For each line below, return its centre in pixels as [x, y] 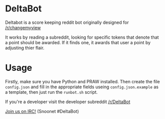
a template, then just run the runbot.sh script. [52, 92]
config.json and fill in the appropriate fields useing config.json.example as [82, 87]
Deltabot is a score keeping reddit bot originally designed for [67, 22]
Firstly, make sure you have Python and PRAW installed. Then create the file [82, 81]
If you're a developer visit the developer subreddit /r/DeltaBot [68, 102]
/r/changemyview [23, 27]
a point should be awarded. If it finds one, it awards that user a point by [78, 42]
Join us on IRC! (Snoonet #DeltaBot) [42, 111]
